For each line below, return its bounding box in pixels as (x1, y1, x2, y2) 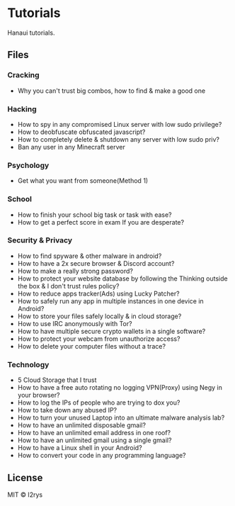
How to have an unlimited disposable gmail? (17, 421, 147, 429)
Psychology (7, 160, 50, 170)
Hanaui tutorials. (7, 28, 55, 37)
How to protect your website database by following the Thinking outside (17, 274, 228, 283)
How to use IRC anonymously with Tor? (17, 319, 132, 327)
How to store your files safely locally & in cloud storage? (17, 312, 182, 320)
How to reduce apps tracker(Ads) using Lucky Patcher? (17, 289, 180, 298)
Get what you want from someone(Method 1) (17, 176, 149, 185)
